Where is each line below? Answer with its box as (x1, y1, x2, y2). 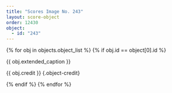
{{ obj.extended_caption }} (6, 58, 71, 65)
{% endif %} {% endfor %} (6, 81, 72, 88)
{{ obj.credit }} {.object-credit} (6, 69, 80, 77)
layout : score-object (6, 14, 60, 20)
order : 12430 (6, 19, 39, 25)
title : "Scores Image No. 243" (6, 8, 84, 15)
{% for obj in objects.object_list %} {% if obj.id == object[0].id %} (6, 46, 167, 54)
